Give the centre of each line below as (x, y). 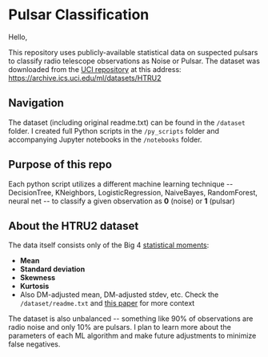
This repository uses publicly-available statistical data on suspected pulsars (133, 52)
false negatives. (34, 344)
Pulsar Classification (79, 15)
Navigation (36, 103)
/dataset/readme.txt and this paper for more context (107, 303)
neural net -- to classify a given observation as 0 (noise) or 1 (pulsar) (122, 201)
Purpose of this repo (60, 164)
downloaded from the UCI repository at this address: (95, 69)
